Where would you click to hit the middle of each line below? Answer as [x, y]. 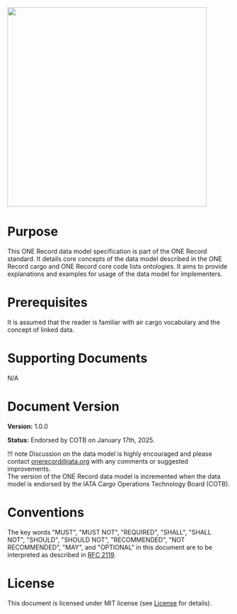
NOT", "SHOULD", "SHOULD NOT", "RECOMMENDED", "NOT [96, 540]
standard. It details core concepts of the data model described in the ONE [115, 259]
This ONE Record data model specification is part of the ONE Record [107, 251]
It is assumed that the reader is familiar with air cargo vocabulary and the [114, 322]
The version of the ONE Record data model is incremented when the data [114, 476]
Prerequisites [48, 302]
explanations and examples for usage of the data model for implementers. [115, 274]
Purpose [33, 231]
